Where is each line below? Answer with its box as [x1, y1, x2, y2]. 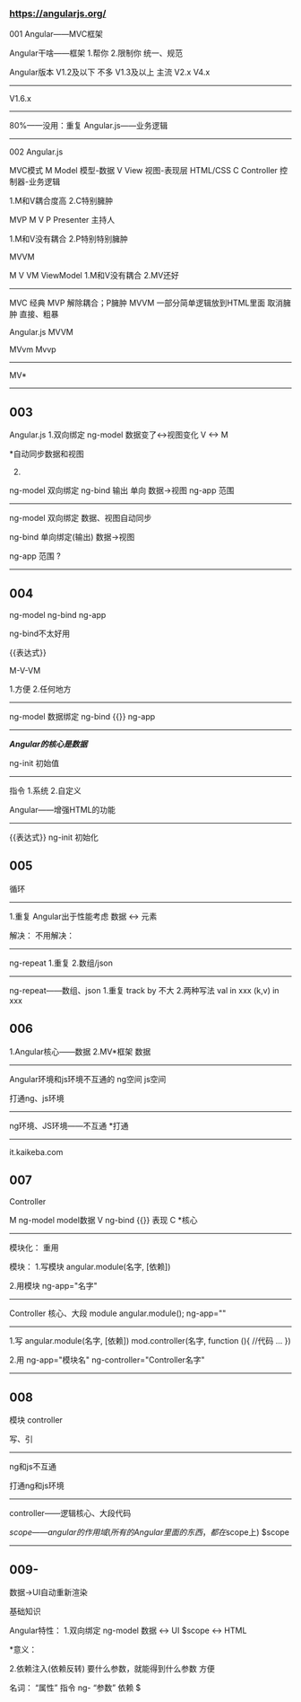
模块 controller [9, 1415, 63, 1425]
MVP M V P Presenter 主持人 [9, 215, 116, 225]
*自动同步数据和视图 [9, 448, 85, 460]
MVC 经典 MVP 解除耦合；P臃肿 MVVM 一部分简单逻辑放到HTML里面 [9, 297, 266, 308]
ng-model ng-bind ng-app [9, 609, 107, 620]
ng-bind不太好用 [9, 628, 71, 639]
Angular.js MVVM [9, 327, 74, 338]
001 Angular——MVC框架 [9, 29, 103, 40]
